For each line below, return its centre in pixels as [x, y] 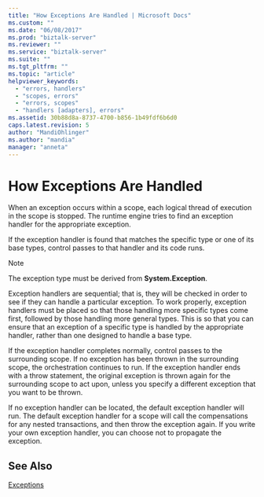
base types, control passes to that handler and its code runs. [106, 248]
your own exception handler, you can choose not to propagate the [115, 433]
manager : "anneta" [38, 147]
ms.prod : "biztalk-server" [52, 37]
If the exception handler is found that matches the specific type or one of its [131, 240]
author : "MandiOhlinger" [49, 132]
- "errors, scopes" [47, 103]
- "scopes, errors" [47, 96]
